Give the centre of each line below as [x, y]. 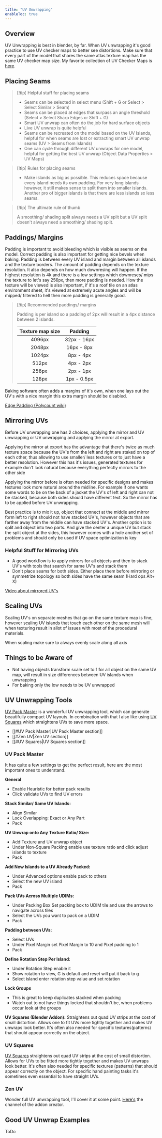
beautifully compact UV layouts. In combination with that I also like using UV [81, 717]
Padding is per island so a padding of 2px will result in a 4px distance [86, 314]
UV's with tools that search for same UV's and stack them [70, 566]
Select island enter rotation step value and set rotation [66, 979]
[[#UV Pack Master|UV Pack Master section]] [57, 731]
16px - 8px [79, 347]
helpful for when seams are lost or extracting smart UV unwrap [87, 138]
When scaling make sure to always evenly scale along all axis [66, 642]
